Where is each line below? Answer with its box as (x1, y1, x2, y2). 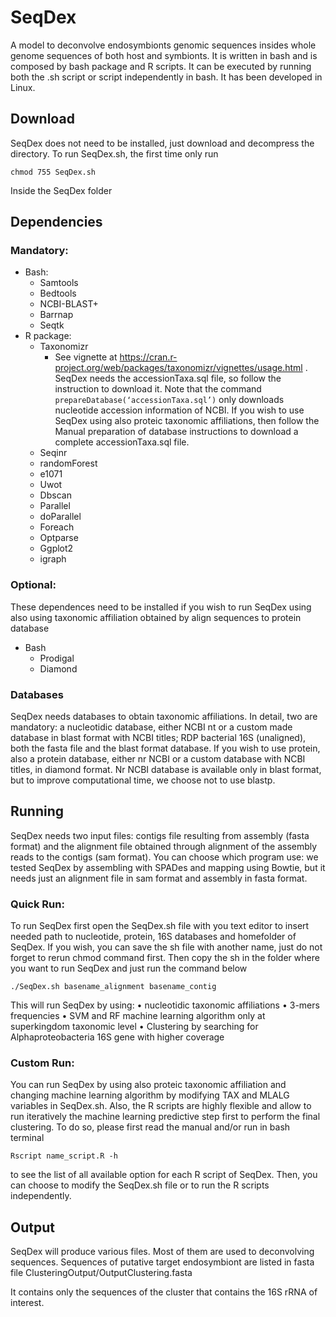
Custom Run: (10, 1056, 75, 1070)
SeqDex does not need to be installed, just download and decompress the (10, 137, 315, 149)
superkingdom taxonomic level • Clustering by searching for (10, 1021, 259, 1033)
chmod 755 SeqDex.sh (10, 167, 97, 177)
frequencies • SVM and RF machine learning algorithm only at (10, 1010, 266, 1022)
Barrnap (39, 309, 74, 321)
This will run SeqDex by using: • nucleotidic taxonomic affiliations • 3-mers (10, 999, 320, 1011)
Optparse (39, 532, 79, 544)
